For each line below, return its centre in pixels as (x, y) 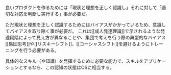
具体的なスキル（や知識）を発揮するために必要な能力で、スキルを (75, 61)
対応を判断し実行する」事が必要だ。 (52, 14)
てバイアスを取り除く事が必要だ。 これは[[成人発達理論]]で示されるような (83, 31)
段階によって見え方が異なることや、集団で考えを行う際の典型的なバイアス (88, 37)
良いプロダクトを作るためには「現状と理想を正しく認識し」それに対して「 (83, 7)
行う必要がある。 (41, 50)
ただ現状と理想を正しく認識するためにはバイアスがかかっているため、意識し (86, 25)
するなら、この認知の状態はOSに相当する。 (69, 67)
